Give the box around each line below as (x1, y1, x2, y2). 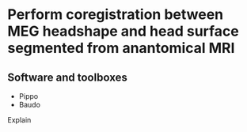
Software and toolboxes (7, 70, 127, 84)
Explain (7, 115, 32, 124)
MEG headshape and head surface (7, 22, 239, 40)
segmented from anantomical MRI (7, 40, 235, 57)
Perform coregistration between (7, 6, 224, 24)
